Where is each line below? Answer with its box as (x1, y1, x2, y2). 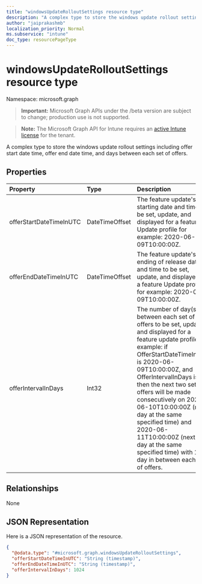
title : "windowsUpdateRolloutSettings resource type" (6, 8, 144, 15)
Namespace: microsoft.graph (6, 95, 79, 102)
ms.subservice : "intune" (6, 31, 69, 37)
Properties (6, 167, 47, 178)
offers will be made (136, 388, 191, 396)
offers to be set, (136, 320, 182, 328)
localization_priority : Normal (6, 25, 85, 32)
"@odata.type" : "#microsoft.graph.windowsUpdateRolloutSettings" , (11, 550, 182, 556)
